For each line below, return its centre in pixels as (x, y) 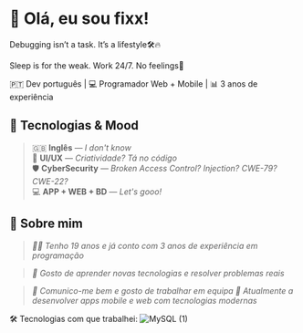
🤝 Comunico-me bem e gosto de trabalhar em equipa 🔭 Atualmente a (162, 290)
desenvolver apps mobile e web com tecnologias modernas (144, 300)
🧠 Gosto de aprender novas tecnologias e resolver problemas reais (158, 273)
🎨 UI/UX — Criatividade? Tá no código (104, 158)
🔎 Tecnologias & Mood (74, 125)
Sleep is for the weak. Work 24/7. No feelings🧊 (97, 65)
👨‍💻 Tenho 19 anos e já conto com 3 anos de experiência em (145, 245)
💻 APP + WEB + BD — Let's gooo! (97, 192)
